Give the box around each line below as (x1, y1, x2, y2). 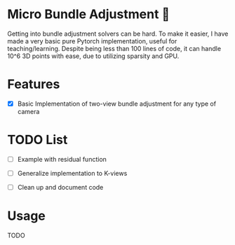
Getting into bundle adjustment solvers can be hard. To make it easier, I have (7, 29, 229, 38)
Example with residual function (17, 155, 107, 163)
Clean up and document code (17, 183, 104, 191)
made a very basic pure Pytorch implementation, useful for (7, 36, 177, 45)
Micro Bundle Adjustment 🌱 (7, 6, 170, 22)
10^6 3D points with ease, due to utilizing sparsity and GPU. (7, 52, 180, 60)
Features (7, 76, 60, 92)
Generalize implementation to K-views (17, 169, 128, 177)
